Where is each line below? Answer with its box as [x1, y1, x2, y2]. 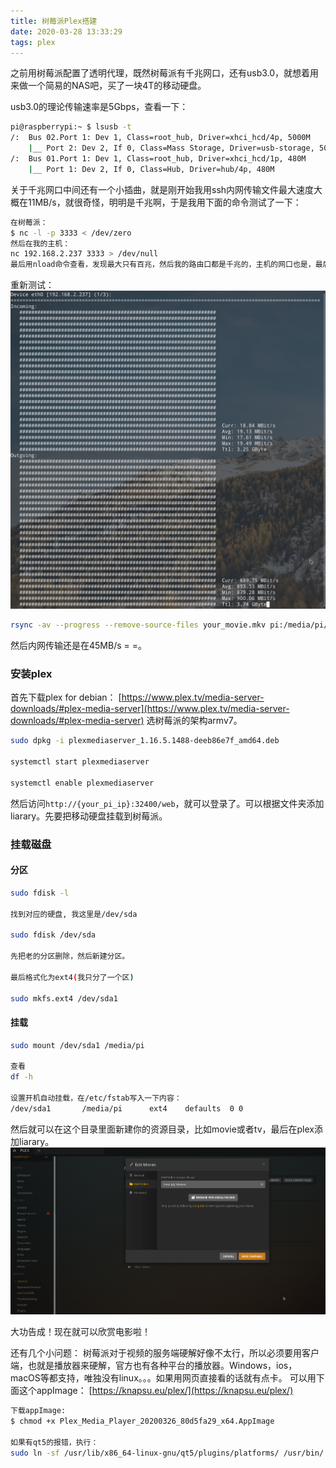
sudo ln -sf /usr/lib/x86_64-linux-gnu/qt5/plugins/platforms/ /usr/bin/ [10, 1448, 325, 1458]
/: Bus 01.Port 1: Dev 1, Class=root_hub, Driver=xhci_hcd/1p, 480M [10, 154, 307, 164]
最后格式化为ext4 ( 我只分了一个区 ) [10, 972, 135, 982]
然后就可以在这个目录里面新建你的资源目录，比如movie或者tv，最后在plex [10, 1123, 315, 1135]
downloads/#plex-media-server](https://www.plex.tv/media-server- [10, 703, 290, 715]
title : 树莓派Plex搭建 [10, 16, 98, 26]
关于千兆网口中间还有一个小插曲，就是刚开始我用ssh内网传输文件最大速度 [10, 183, 315, 195]
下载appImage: [10, 1406, 67, 1416]
